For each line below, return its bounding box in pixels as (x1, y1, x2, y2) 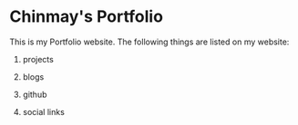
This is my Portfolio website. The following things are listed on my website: (9, 36, 290, 47)
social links (22, 106, 66, 117)
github (22, 89, 47, 100)
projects (22, 53, 55, 64)
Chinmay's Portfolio (9, 6, 164, 27)
